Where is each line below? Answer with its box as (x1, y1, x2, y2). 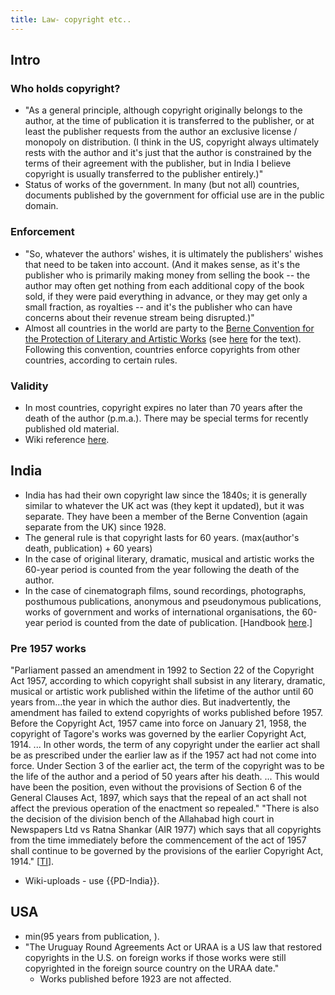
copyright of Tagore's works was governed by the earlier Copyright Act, (10, 728, 307, 740)
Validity (10, 379, 49, 393)
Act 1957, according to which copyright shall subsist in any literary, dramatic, (10, 675, 326, 687)
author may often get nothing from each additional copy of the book (24, 279, 305, 291)
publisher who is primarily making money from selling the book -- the (24, 269, 311, 281)
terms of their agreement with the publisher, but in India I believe (24, 157, 292, 170)
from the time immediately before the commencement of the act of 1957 (10, 834, 307, 846)
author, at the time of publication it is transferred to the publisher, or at (24, 115, 315, 127)
